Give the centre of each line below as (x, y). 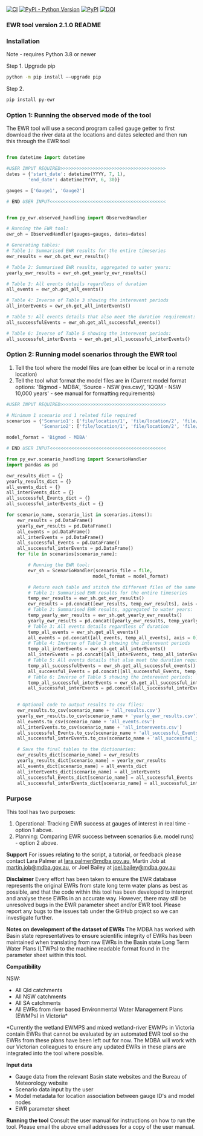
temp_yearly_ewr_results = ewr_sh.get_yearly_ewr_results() (105, 615)
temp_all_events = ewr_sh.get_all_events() (83, 632)
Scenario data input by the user (54, 1089)
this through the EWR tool (38, 141)
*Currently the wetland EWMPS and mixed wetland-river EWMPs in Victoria (100, 1027)
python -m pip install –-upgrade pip (54, 77)
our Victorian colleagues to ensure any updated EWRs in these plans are (96, 1047)
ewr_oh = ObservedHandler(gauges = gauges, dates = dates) (77, 234)
